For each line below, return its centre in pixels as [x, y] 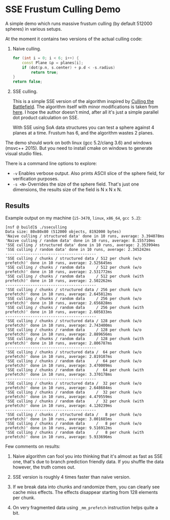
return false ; [27, 82]
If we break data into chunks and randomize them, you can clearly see [86, 487]
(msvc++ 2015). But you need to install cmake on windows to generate [79, 148]
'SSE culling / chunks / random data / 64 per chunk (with [75, 370]
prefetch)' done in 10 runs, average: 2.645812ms [59, 294]
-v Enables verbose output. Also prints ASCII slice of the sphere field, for [89, 173]
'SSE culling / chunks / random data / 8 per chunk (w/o [74, 424]
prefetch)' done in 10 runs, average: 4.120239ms [59, 406]
